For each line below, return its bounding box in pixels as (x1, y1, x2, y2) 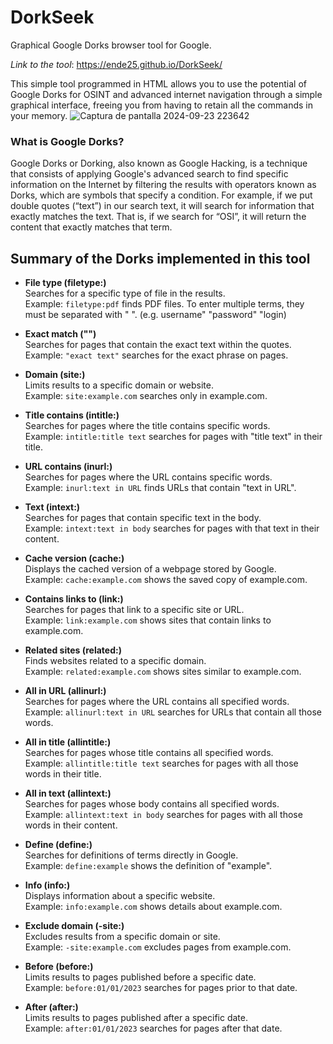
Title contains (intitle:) (24, 409, 120, 421)
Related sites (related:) (24, 644, 122, 656)
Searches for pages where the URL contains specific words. (24, 471, 273, 483)
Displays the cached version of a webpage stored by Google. (24, 563, 277, 575)
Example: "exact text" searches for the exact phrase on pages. (24, 349, 289, 361)
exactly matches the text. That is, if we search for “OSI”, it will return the (10, 211, 307, 223)
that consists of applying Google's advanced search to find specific (10, 168, 289, 180)
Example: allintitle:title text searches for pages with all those (24, 757, 299, 770)
